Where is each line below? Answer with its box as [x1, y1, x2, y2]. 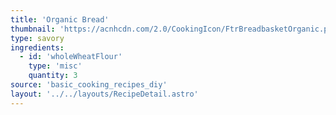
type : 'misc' [28, 61, 83, 71]
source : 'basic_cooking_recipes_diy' [10, 80, 168, 90]
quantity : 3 [28, 71, 78, 81]
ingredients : [10, 42, 65, 53]
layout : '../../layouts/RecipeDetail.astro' [10, 89, 199, 99]
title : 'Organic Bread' [10, 14, 110, 25]
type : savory [10, 33, 65, 43]
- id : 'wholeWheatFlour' [19, 52, 123, 62]
